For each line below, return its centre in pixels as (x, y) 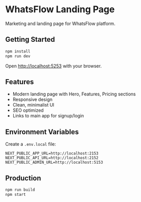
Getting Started (30, 40)
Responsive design (32, 99)
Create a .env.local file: (31, 144)
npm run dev (18, 56)
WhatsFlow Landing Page (60, 9)
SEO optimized (28, 110)
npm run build (20, 190)
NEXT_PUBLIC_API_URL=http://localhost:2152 (52, 158)
